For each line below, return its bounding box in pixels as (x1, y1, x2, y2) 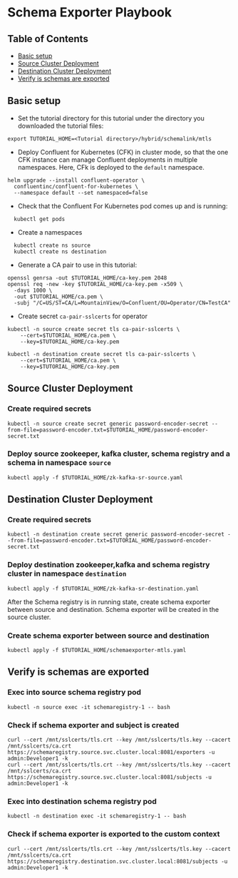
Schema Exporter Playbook (7, 4, 172, 21)
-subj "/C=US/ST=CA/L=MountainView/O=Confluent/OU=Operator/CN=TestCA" (14, 299, 232, 307)
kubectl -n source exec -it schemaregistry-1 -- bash (7, 703, 171, 710)
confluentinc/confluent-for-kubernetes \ (14, 183, 139, 190)
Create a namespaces (17, 228, 83, 236)
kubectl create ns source (14, 242, 91, 249)
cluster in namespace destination (7, 568, 127, 578)
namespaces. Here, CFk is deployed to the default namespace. (17, 163, 205, 171)
